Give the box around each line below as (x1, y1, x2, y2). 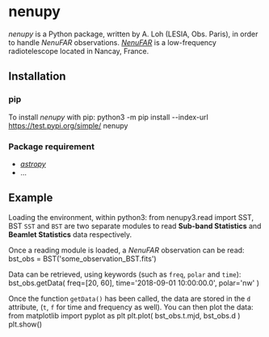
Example (8, 191, 53, 205)
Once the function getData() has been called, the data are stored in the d (8, 293, 251, 303)
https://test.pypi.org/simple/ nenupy (8, 120, 128, 131)
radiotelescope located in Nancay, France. (8, 46, 149, 56)
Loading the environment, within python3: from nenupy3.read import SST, (8, 212, 254, 222)
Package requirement (8, 140, 95, 152)
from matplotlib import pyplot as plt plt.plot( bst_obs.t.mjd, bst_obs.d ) (8, 310, 241, 320)
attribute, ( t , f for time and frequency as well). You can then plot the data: (8, 302, 254, 312)
